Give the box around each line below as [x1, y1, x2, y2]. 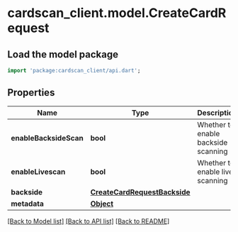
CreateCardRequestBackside [90, 187, 191, 197]
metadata [11, 199, 44, 209]
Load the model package [7, 48, 119, 60]
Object [90, 199, 114, 209]
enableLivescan [11, 167, 66, 177]
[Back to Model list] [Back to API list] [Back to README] [7, 216, 170, 225]
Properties [7, 87, 55, 99]
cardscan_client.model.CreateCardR [7, 5, 227, 21]
